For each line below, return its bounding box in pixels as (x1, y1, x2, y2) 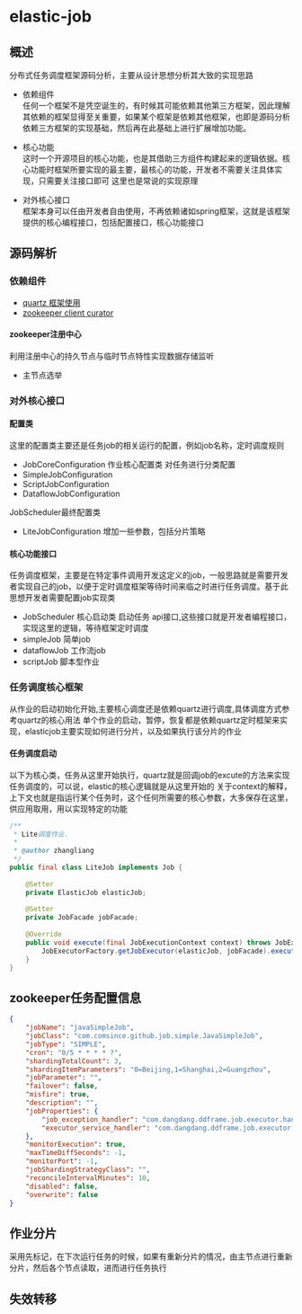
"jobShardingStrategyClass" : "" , (25, 1166, 151, 1175)
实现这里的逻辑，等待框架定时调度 (22, 623, 149, 634)
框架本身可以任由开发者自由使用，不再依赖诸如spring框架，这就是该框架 (22, 206, 290, 217)
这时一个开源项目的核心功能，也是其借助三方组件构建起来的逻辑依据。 (22, 153, 283, 164)
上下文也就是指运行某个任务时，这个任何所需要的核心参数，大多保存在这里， (9, 792, 293, 803)
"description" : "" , (25, 1098, 99, 1107)
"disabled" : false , (25, 1182, 99, 1191)
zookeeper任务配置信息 (9, 990, 142, 1006)
